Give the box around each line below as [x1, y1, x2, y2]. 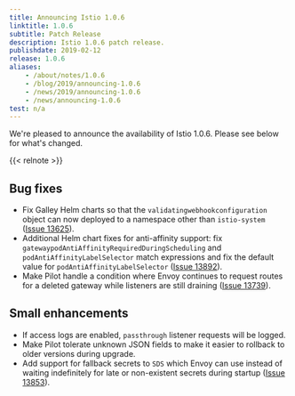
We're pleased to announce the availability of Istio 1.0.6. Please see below [9, 128, 280, 139]
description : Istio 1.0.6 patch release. [9, 37, 165, 47]
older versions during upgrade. [21, 348, 136, 359]
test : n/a [9, 104, 46, 113]
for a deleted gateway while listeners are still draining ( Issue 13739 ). [21, 280, 271, 291]
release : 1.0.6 [9, 54, 66, 63]
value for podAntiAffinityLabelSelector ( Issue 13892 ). [21, 262, 223, 272]
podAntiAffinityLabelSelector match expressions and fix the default [21, 252, 275, 263]
